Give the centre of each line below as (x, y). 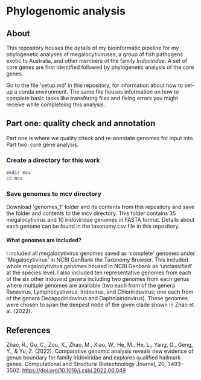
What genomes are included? (44, 240)
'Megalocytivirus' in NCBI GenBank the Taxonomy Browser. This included (97, 260)
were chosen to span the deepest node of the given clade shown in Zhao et (100, 305)
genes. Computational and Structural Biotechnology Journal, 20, (86, 364)
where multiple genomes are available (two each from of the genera (91, 286)
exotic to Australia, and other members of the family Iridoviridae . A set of (97, 61)
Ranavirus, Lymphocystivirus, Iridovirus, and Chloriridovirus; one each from (100, 292)
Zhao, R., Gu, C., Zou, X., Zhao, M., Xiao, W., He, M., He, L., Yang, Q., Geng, (100, 345)
